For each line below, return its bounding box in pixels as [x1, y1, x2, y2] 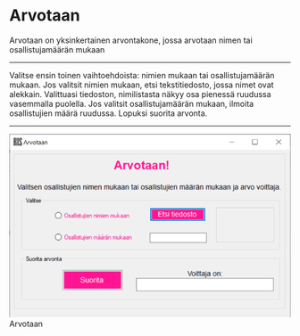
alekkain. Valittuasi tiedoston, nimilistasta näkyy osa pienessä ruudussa [9, 88, 271, 99]
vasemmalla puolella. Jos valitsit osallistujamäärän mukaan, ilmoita [9, 98, 254, 109]
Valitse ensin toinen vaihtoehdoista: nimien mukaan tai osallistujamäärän [9, 70, 275, 80]
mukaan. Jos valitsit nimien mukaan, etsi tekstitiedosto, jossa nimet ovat [9, 79, 274, 90]
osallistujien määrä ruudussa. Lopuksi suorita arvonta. [9, 108, 208, 119]
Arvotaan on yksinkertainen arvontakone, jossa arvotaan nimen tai [9, 35, 253, 45]
